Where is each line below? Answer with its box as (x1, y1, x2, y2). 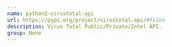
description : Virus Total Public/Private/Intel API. (7, 23, 162, 30)
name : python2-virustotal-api (7, 10, 95, 17)
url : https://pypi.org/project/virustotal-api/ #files (7, 17, 166, 23)
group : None (7, 29, 41, 37)
